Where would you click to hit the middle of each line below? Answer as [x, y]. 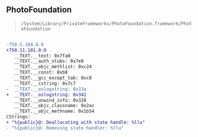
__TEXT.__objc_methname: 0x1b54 [54, 111]
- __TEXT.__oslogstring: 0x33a [46, 89]
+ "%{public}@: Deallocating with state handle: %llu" [76, 123]
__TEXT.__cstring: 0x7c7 [45, 83]
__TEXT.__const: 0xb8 [41, 72]
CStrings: [18, 117]
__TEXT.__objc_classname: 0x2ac [54, 106]
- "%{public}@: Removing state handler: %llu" [65, 128]
